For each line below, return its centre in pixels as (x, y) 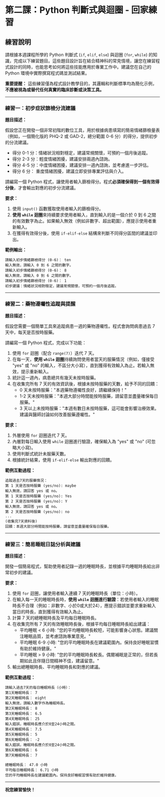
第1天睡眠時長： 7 (21, 692)
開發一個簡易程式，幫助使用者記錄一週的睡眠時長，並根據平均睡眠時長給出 (80, 566)
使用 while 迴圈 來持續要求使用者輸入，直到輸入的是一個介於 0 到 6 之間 (84, 215)
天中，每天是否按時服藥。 (31, 332)
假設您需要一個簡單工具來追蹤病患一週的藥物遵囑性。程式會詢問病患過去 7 (80, 326)
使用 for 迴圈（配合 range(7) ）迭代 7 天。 (55, 353)
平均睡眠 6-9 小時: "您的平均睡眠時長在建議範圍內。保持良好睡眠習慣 (89, 642)
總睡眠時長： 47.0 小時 (27, 765)
